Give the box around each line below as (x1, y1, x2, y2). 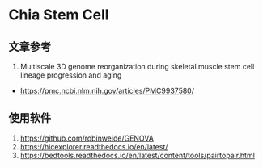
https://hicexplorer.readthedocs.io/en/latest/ (19, 141, 168, 151)
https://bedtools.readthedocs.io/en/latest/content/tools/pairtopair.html (19, 150, 255, 160)
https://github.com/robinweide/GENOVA (19, 133, 154, 143)
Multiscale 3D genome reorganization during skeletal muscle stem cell (19, 62, 255, 71)
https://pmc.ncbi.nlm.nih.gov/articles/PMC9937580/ (19, 86, 194, 95)
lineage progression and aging (19, 70, 122, 80)
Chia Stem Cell (8, 6, 109, 24)
